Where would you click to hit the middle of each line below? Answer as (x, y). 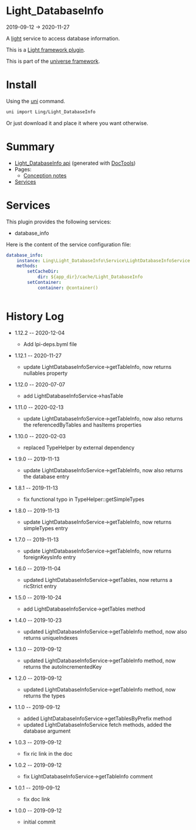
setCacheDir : (43, 272)
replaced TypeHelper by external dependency (79, 448)
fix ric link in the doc (48, 753)
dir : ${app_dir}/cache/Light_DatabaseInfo (90, 277)
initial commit (39, 822)
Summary (30, 146)
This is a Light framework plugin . (45, 50)
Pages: (23, 169)
